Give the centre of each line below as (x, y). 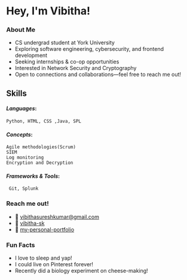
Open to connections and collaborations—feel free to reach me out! (98, 74)
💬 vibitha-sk (30, 223)
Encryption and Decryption (40, 163)
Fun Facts (21, 245)
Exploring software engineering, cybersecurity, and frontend (89, 49)
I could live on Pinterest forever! (54, 264)
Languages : (22, 108)
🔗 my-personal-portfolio (45, 229)
